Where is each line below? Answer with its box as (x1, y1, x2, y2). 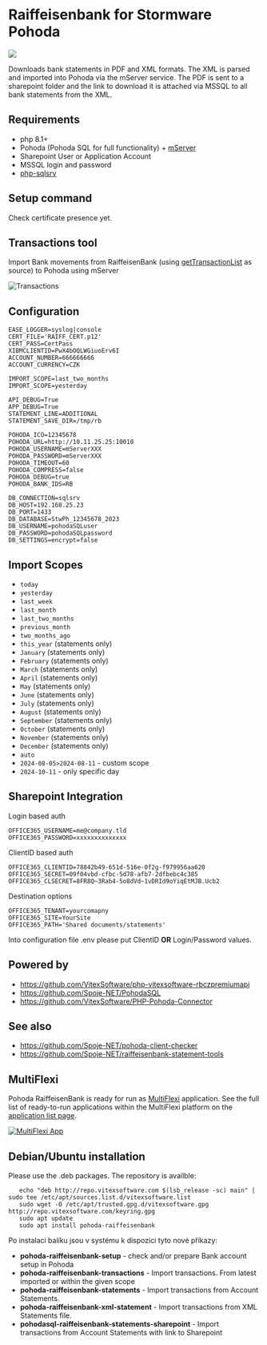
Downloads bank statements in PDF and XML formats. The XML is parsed (8, 64, 250, 74)
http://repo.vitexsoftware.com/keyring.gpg (8, 1208, 156, 1216)
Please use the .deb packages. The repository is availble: (8, 1171, 197, 1181)
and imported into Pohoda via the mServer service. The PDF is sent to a (8, 72, 245, 82)
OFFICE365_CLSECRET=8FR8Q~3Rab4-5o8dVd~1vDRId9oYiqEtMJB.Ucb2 (8, 877, 220, 885)
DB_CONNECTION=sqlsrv (8, 495, 81, 503)
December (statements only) (19, 741, 110, 750)
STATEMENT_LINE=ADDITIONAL (8, 410, 98, 418)
